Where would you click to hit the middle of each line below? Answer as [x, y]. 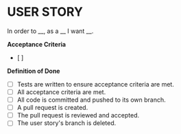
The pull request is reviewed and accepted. [78, 115]
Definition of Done [34, 71]
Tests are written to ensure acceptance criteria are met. [96, 84]
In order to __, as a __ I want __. [50, 31]
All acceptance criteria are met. [61, 92]
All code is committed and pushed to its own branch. [91, 100]
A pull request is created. [52, 108]
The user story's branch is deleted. [67, 123]
